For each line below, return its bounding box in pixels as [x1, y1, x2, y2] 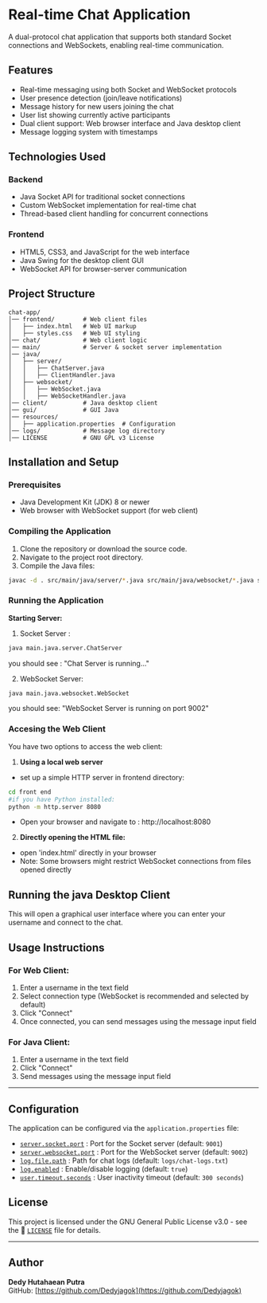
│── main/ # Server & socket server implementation [8, 343, 222, 351]
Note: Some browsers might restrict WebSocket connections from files [19, 857, 252, 866]
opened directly [19, 865, 72, 874]
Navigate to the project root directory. [19, 552, 144, 562]
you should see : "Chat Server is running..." [8, 658, 149, 668]
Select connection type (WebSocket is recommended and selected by [19, 991, 249, 1001]
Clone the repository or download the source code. [19, 544, 188, 553]
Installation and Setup [8, 455, 119, 469]
